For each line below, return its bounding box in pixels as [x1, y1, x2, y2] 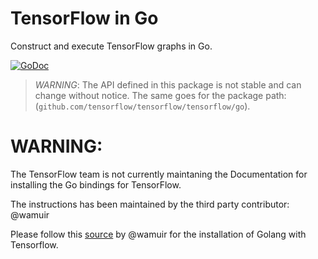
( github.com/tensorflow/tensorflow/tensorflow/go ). [34, 100, 251, 112]
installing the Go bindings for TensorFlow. [10, 178, 182, 191]
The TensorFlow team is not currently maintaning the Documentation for [10, 168, 308, 180]
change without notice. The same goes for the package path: [34, 89, 287, 101]
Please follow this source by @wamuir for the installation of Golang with [10, 228, 307, 240]
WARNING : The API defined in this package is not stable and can [34, 78, 302, 91]
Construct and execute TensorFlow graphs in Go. [10, 40, 213, 52]
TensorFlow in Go [10, 7, 159, 30]
